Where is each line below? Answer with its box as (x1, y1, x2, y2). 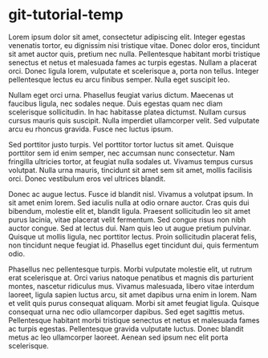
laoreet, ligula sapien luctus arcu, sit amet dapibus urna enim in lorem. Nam (8, 290, 258, 300)
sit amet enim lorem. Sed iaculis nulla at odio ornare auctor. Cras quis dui (8, 198, 250, 207)
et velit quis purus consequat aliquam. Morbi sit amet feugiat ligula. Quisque (8, 298, 259, 308)
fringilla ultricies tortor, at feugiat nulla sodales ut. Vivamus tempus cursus (8, 156, 254, 166)
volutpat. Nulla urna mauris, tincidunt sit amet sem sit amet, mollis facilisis (8, 165, 253, 175)
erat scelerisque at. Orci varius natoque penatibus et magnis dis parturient (8, 272, 254, 282)
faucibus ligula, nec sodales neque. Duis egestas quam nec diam (8, 99, 223, 108)
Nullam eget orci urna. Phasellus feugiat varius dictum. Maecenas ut (8, 90, 234, 99)
